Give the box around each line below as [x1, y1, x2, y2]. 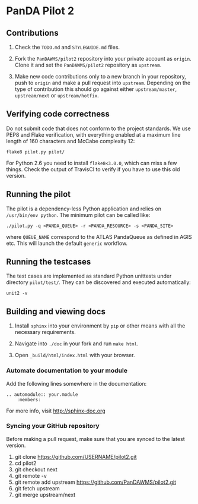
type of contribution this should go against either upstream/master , [14, 86, 177, 93]
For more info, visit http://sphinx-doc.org [6, 407, 106, 414]
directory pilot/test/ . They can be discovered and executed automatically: [6, 279, 191, 286]
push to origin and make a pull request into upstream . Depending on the [14, 79, 191, 86]
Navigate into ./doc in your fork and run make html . [14, 340, 139, 347]
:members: [17, 396, 41, 402]
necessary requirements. [14, 329, 76, 336]
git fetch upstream [14, 484, 60, 492]
